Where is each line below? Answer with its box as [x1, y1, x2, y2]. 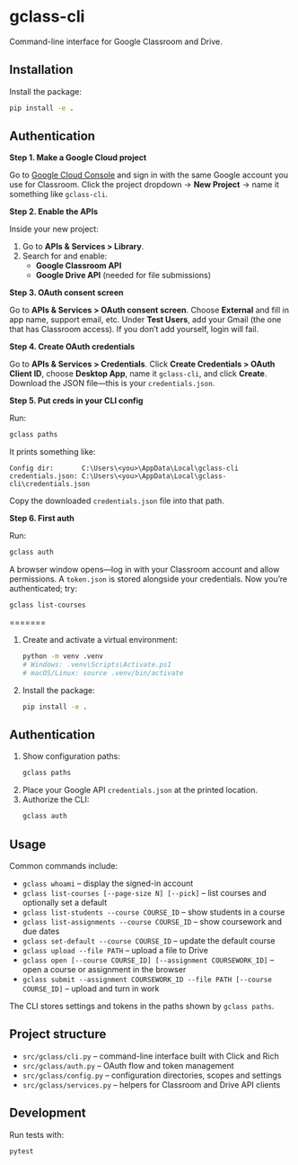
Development [9, 1106, 87, 1121]
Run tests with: [9, 1129, 65, 1140]
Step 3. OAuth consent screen [9, 287, 124, 298]
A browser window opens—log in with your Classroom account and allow [9, 564, 280, 575]
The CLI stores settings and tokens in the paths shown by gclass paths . [9, 1000, 275, 1011]
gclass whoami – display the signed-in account [22, 878, 194, 889]
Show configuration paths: [22, 751, 121, 762]
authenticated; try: [9, 583, 78, 594]
